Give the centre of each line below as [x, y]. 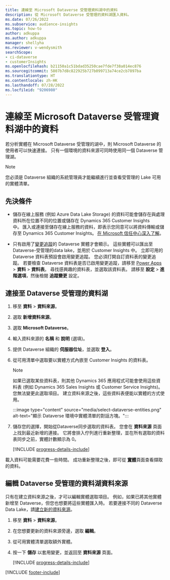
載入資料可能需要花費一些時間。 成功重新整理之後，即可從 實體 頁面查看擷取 [84, 460]
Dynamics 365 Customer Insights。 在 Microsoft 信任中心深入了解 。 [93, 233]
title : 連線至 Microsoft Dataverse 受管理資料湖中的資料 [61, 10]
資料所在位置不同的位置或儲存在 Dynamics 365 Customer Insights [81, 221]
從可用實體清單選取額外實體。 [44, 542]
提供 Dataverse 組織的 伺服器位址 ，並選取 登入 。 [63, 349]
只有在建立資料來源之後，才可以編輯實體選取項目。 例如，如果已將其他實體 [83, 496]
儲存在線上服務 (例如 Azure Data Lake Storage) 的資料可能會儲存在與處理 [89, 214]
